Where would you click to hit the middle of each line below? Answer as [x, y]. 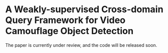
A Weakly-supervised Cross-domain [85, 9]
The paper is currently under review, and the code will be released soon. [81, 45]
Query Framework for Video [65, 20]
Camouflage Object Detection [69, 31]
